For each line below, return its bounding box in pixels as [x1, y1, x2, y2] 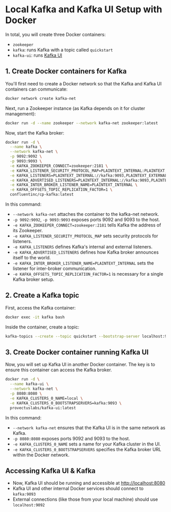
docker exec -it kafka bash [5, 315, 65, 320]
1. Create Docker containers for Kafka [5, 67, 127, 76]
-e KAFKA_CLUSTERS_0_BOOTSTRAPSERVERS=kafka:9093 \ [10, 400, 122, 406]
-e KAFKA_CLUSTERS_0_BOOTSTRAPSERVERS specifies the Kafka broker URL [12, 446, 162, 452]
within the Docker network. [12, 452, 70, 458]
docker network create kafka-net [5, 96, 76, 101]
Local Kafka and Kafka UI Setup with [5, 4, 162, 15]
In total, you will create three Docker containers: [5, 31, 106, 37]
